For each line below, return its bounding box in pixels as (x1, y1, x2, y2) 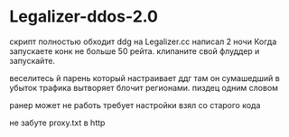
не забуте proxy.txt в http (9, 117, 106, 128)
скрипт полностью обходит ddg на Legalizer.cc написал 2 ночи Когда (9, 36, 277, 47)
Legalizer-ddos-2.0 (9, 6, 158, 27)
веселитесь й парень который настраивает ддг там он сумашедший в (9, 72, 280, 83)
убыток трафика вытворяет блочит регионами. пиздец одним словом (9, 82, 278, 93)
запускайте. (9, 55, 56, 66)
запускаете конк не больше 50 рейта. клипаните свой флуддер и (9, 45, 260, 56)
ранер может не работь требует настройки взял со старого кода (9, 99, 261, 110)
